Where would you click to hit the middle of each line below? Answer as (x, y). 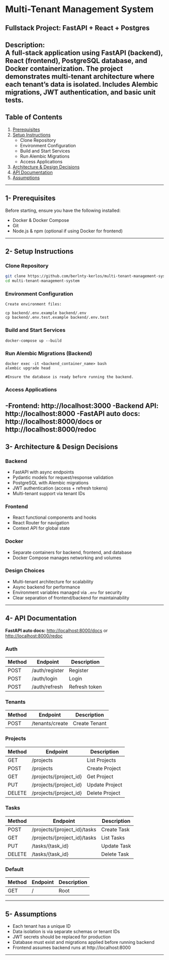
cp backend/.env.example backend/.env (46, 313)
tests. (15, 100)
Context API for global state (41, 528)
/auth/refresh (47, 687)
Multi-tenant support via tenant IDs (49, 493)
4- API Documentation (41, 618)
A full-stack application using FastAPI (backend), (84, 53)
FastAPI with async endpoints (43, 472)
